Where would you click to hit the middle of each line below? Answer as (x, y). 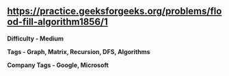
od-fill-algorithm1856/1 (57, 22)
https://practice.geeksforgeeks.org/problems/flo (114, 11)
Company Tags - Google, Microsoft (58, 65)
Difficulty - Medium (35, 38)
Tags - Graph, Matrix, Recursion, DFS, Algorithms (79, 51)
